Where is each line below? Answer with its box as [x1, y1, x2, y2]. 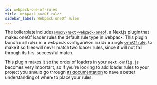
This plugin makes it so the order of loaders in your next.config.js [5, 59, 139, 65]
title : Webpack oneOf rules [5, 12, 62, 16]
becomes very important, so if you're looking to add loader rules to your [5, 64, 149, 70]
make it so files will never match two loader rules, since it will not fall [5, 44, 142, 51]
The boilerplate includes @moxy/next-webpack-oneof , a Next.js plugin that [5, 29, 149, 35]
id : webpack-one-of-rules [5, 7, 57, 12]
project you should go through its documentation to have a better [5, 70, 136, 75]
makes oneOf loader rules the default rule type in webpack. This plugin [5, 34, 147, 40]
